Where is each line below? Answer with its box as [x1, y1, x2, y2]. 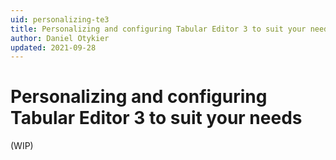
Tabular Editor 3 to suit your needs [10, 107, 303, 130]
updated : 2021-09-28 [10, 42, 97, 53]
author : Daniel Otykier [10, 33, 110, 43]
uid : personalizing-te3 [10, 14, 110, 25]
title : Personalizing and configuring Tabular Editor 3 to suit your [10, 24, 307, 34]
